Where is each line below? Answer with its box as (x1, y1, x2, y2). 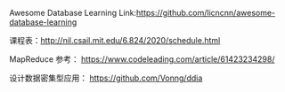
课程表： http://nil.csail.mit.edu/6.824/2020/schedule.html (9, 35, 221, 45)
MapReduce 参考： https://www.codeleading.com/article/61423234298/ (9, 54, 275, 65)
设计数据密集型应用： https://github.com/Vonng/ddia (9, 73, 203, 83)
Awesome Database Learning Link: (9, 8, 137, 18)
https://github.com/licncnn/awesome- (136, 8, 276, 18)
